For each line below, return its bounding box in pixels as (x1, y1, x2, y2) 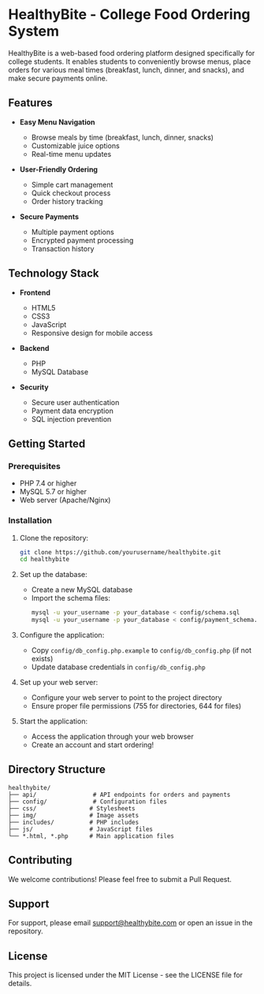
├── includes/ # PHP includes (8, 818, 139, 826)
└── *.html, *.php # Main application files (8, 832, 175, 840)
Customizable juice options (31, 140, 120, 151)
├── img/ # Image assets (8, 811, 139, 819)
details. (8, 979, 32, 988)
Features (8, 96, 53, 110)
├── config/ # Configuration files (8, 798, 168, 806)
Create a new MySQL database (31, 585, 133, 594)
